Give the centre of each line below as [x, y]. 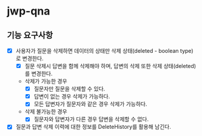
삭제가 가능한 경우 [46, 81]
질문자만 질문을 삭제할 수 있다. [69, 89]
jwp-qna [29, 11]
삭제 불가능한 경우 [46, 112]
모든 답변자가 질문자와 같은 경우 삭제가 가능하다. [90, 104]
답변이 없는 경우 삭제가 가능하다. [72, 97]
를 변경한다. [39, 73]
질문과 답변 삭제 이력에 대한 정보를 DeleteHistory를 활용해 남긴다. [93, 127]
